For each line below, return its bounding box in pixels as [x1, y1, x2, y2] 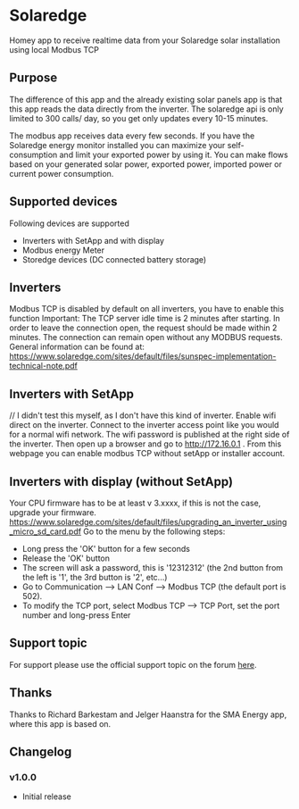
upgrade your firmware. [9, 507, 96, 518]
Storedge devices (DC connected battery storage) [21, 254, 207, 264]
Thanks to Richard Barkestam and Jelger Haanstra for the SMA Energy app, [9, 709, 287, 720]
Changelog [9, 745, 72, 760]
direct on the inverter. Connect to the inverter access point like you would [9, 420, 279, 430]
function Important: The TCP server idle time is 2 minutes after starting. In [9, 313, 280, 324]
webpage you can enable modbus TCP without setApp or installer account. [9, 448, 286, 459]
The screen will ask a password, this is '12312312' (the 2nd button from [21, 563, 284, 572]
